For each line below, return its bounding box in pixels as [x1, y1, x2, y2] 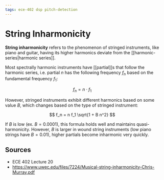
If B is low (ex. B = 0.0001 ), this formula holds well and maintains [5, 121, 136, 127]
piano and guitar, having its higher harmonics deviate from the [5, 49, 131, 55]
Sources [5, 146, 31, 154]
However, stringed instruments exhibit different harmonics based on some [5, 97, 155, 103]
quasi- [136, 121, 150, 127]
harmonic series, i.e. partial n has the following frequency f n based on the [5, 69, 154, 76]
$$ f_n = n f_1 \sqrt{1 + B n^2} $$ [49, 112, 116, 117]
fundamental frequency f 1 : [5, 76, 58, 83]
